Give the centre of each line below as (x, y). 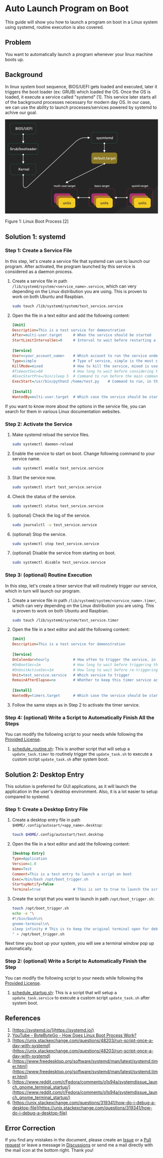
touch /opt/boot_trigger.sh (40, 908)
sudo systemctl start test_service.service (57, 487)
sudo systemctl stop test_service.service (56, 544)
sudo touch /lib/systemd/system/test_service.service (67, 306)
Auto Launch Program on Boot (67, 9)
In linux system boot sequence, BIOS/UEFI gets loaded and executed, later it (81, 86)
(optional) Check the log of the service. (51, 515)
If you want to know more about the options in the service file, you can (76, 406)
